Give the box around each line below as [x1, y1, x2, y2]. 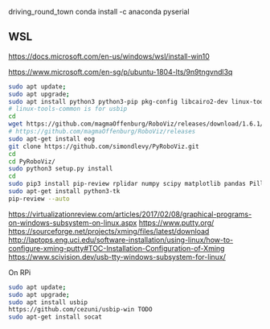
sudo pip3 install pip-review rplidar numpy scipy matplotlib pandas [8, 180, 247, 188]
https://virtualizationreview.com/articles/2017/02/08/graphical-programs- [8, 209, 252, 219]
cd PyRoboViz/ [8, 157, 56, 166]
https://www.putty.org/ [138, 217, 215, 228]
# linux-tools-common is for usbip [8, 105, 128, 113]
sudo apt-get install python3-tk [8, 187, 121, 195]
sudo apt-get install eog [8, 134, 95, 143]
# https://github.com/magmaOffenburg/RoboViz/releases [8, 128, 196, 136]
